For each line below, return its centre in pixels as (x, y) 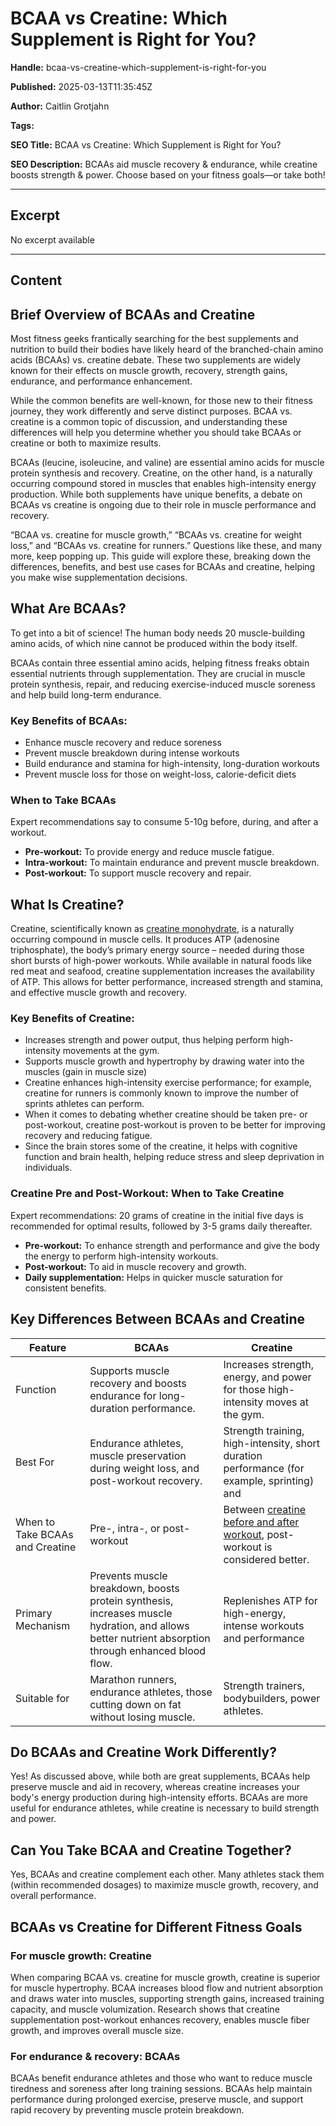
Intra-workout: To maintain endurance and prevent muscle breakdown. (172, 863)
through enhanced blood (148, 1650)
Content (36, 280)
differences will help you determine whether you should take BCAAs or (156, 432)
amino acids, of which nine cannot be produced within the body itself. (154, 643)
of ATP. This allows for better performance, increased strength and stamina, (167, 982)
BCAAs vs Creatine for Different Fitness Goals (156, 1927)
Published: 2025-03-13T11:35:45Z (81, 86)
